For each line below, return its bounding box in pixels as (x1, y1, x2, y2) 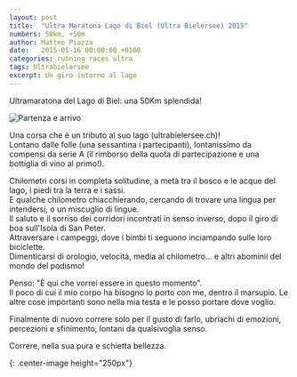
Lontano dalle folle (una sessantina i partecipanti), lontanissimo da (9, 139, 252, 149)
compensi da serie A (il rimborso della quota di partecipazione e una (9, 148, 260, 159)
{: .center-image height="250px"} (9, 357, 133, 368)
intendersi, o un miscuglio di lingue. (9, 204, 140, 214)
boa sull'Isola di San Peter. (9, 222, 107, 233)
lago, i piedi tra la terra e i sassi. (9, 184, 126, 196)
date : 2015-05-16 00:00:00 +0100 (9, 46, 141, 55)
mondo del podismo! (9, 260, 84, 271)
